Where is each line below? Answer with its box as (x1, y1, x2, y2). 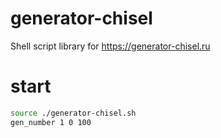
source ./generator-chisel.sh (10, 108, 137, 118)
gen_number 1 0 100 (10, 117, 92, 127)
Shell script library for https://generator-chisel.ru (10, 40, 211, 52)
